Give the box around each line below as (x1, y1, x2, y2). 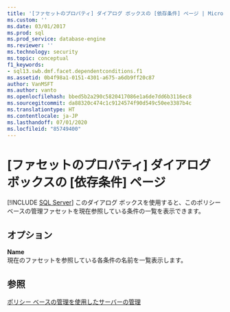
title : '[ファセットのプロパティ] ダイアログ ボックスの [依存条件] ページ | (7, 10, 205, 17)
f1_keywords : (7, 61, 45, 68)
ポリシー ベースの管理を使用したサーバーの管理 (7, 298, 141, 306)
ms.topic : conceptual (7, 55, 69, 62)
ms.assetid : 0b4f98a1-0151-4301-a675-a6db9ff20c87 (7, 74, 155, 81)
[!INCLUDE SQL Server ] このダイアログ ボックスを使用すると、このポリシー (7, 198, 221, 207)
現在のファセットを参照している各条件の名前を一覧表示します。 (7, 256, 187, 264)
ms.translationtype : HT (7, 106, 76, 113)
